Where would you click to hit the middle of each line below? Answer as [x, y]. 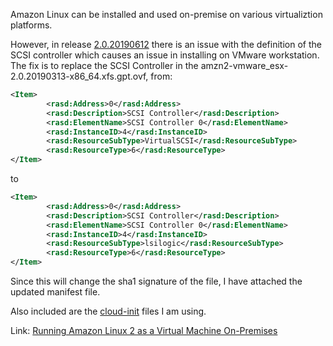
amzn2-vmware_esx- [244, 65]
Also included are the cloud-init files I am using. [108, 311]
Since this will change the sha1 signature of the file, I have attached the [156, 281]
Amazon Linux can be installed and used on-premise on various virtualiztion [166, 14]
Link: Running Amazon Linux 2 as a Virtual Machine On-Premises [144, 330]
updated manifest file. [55, 292]
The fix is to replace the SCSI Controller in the [104, 65]
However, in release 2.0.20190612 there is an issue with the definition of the [166, 44]
